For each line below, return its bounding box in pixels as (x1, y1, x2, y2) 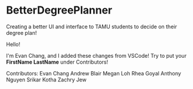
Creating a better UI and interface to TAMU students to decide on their (6, 23, 177, 30)
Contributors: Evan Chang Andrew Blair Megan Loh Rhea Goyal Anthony (6, 70, 181, 77)
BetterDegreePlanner (6, 4, 113, 17)
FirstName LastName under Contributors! (6, 58, 108, 65)
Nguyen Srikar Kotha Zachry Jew (6, 76, 87, 83)
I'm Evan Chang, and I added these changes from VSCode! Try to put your (6, 52, 187, 59)
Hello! (6, 41, 21, 48)
